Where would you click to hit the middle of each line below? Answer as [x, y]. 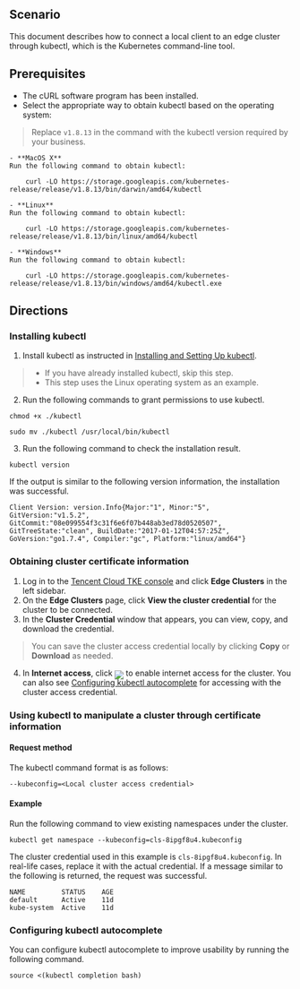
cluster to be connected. [68, 609]
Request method [41, 748]
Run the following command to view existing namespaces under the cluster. [149, 823]
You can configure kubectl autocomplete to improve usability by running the [149, 950]
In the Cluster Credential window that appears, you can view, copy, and [155, 619]
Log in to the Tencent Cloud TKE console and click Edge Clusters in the [154, 580]
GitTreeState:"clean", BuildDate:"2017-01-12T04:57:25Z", [120, 531]
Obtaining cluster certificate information [99, 562]
